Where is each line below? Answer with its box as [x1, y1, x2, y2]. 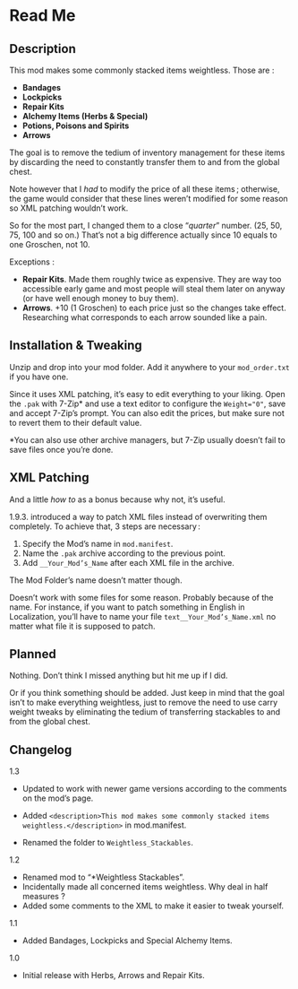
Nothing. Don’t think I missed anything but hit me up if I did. [9, 670, 228, 681]
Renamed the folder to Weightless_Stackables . [21, 837, 194, 848]
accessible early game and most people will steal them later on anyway [21, 283, 285, 294]
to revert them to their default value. [9, 417, 142, 428]
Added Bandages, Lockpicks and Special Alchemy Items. [21, 935, 233, 946]
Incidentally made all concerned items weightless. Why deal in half [21, 881, 268, 892]
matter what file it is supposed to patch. [9, 620, 156, 631]
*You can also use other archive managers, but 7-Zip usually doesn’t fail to [9, 434, 286, 445]
